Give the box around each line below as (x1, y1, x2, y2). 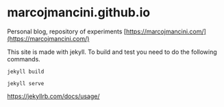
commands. (7, 55, 41, 63)
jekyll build (7, 68, 45, 75)
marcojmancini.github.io (7, 5, 151, 20)
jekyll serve (7, 80, 45, 87)
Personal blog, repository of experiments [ (7, 27, 127, 35)
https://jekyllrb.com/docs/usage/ (7, 92, 100, 100)
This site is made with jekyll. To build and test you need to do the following (7, 48, 217, 56)
